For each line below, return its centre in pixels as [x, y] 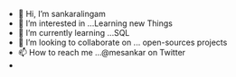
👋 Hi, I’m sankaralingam [61, 14]
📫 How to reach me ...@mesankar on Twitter [102, 52]
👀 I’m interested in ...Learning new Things [95, 23]
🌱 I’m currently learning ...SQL [74, 33]
